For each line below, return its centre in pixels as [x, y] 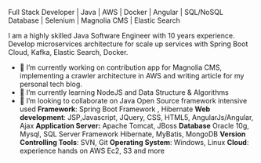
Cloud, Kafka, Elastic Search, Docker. [68, 52]
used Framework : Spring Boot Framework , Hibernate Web [115, 109]
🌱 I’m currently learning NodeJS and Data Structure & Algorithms [124, 92]
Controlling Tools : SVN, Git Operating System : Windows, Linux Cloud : [134, 142]
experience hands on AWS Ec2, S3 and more [92, 150]
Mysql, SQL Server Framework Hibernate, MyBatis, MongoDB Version [132, 134]
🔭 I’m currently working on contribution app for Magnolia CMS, [120, 67]
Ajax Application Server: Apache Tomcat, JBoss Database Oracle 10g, [134, 126]
